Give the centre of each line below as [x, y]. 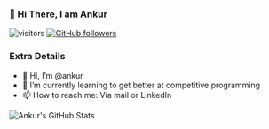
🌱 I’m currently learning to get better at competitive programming [141, 85]
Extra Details [37, 57]
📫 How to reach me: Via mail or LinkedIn [97, 95]
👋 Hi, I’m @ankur [52, 75]
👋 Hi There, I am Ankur [59, 14]
